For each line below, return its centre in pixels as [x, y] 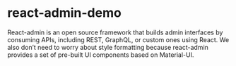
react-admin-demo [64, 13]
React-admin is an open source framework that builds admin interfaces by [115, 32]
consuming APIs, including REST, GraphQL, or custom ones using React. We [118, 39]
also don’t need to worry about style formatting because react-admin [108, 47]
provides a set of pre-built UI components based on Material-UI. [101, 55]
